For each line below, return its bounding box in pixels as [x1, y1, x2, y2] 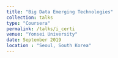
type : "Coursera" [6, 20, 51, 26]
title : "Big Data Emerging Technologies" [6, 8, 114, 15]
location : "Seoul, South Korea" [6, 43, 92, 49]
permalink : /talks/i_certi [6, 25, 75, 32]
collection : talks [6, 14, 53, 21]
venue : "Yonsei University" [6, 31, 78, 37]
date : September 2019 [6, 37, 62, 43]
